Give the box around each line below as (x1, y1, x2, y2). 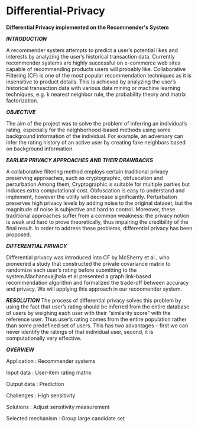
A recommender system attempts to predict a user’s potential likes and (6, 46, 178, 54)
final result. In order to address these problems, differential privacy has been (6, 224, 193, 231)
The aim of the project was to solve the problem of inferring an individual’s (6, 120, 187, 127)
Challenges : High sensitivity (6, 392, 76, 399)
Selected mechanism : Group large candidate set (6, 414, 125, 421)
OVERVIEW (6, 346, 34, 353)
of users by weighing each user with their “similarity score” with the (6, 309, 171, 316)
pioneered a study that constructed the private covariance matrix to (6, 260, 171, 267)
